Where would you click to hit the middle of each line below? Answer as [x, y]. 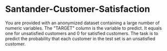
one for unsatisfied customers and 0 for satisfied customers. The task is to [82, 33]
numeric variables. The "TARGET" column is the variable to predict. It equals [83, 28]
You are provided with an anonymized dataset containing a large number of [83, 23]
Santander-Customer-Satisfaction [78, 9]
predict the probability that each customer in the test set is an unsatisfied [80, 39]
